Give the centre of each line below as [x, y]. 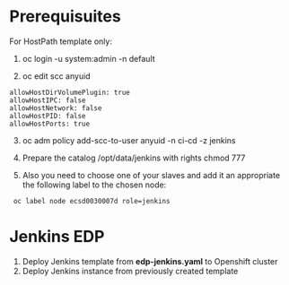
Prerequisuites [65, 17]
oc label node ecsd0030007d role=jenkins [92, 201]
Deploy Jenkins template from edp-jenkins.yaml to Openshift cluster [150, 261]
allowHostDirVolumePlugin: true [70, 92]
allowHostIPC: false [48, 100]
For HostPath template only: [61, 41]
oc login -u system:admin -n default [88, 58]
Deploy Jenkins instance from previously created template [130, 271]
